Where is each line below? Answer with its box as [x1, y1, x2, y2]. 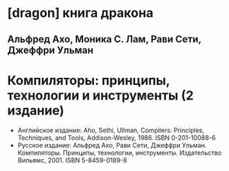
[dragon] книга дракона [7, 5, 154, 21]
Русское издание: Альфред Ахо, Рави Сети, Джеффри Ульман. [17, 141, 207, 149]
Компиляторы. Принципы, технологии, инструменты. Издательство [17, 148, 222, 157]
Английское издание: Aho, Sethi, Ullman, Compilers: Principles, [17, 126, 205, 134]
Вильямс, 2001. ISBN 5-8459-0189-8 [17, 155, 127, 164]
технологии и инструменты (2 [7, 87, 194, 103]
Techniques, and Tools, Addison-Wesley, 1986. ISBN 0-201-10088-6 [17, 133, 216, 142]
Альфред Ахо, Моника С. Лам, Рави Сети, [7, 33, 201, 45]
